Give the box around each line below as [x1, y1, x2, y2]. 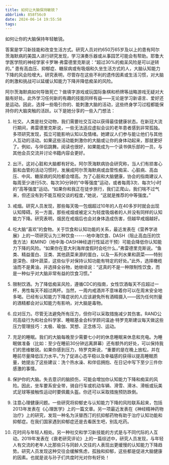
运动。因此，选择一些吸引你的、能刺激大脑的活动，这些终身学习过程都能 [9, 101, 159, 107]
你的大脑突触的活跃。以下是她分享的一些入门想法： [9, 108, 116, 114]
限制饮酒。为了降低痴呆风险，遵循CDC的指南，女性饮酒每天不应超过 [12, 281, 155, 287]
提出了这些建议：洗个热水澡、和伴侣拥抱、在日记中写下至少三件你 [26, 359, 162, 366]
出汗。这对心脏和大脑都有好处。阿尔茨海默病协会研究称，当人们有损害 [12, 161, 158, 167]
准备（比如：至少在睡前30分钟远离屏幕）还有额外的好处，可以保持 [21, 340, 159, 346]
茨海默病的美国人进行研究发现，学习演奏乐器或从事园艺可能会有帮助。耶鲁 [5, 53, 159, 59]
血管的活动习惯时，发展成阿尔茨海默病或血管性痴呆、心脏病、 [21, 167, 149, 173]
